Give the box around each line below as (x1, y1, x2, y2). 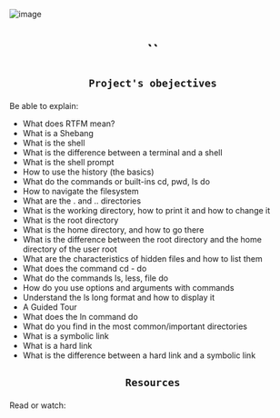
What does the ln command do (22, 311, 138, 322)
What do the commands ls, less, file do (22, 273, 169, 284)
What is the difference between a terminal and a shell (22, 146, 223, 158)
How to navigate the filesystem (22, 185, 139, 196)
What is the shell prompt (22, 156, 115, 167)
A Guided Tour (22, 301, 77, 313)
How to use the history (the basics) (22, 166, 155, 177)
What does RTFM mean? (22, 118, 115, 129)
